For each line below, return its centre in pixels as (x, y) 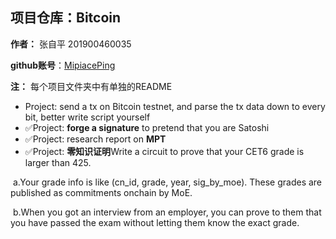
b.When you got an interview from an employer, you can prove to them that (167, 212)
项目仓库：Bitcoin (66, 18)
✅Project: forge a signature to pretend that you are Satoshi (147, 127)
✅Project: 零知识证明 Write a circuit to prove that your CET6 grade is (164, 151)
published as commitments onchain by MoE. (101, 192)
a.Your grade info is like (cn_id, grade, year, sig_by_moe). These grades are (167, 182)
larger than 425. (58, 162)
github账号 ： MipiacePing (63, 65)
